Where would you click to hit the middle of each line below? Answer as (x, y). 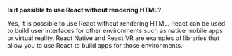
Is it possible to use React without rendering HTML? (84, 10)
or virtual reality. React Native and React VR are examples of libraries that (114, 38)
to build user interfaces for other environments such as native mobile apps (115, 31)
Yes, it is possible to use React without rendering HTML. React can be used (116, 23)
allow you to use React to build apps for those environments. (95, 45)
